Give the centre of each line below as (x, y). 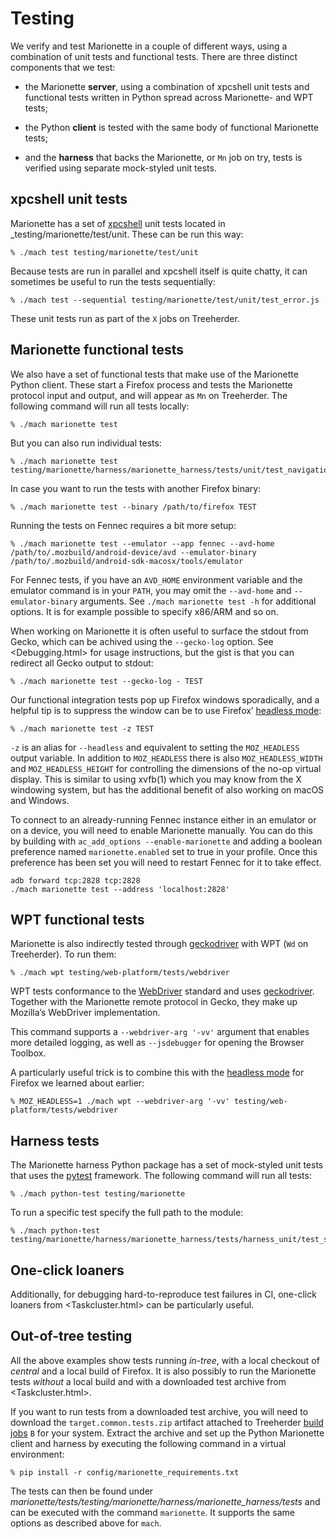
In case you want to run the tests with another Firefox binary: (136, 488)
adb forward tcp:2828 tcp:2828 (75, 880)
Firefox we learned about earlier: (77, 1083)
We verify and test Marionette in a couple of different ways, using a (149, 46)
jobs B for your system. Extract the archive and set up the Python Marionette (167, 1433)
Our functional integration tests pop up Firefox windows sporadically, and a (165, 699)
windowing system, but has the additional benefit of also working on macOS (167, 789)
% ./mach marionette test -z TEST (82, 728)
